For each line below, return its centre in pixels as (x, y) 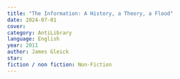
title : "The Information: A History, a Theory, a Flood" (90, 13)
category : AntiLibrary (40, 33)
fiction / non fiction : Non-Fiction (59, 65)
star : (15, 58)
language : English (33, 39)
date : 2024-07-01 (32, 20)
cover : (16, 26)
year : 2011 (23, 45)
